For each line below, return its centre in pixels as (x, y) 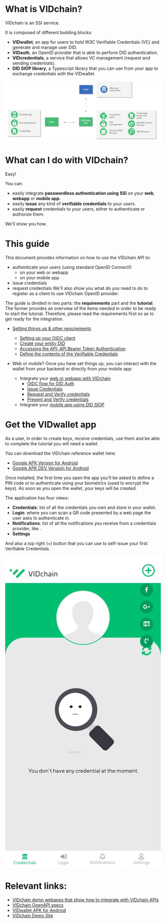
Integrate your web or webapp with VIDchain (65, 378)
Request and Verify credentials (58, 394)
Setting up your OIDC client (47, 338)
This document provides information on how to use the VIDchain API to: (78, 257)
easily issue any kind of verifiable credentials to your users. (74, 204)
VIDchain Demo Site (33, 916)
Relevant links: (36, 886)
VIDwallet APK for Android (39, 910)
